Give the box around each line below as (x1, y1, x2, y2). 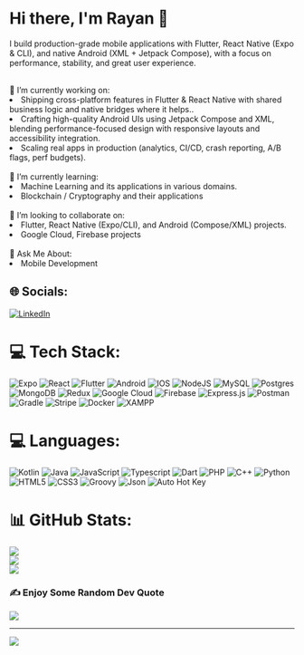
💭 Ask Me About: (9, 248, 72, 259)
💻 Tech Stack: (9, 342, 121, 361)
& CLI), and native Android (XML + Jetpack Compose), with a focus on (9, 47, 271, 58)
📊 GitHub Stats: (9, 509, 133, 530)
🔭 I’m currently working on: (9, 84, 110, 95)
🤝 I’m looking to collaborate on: (9, 209, 125, 220)
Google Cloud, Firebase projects (21, 228, 142, 239)
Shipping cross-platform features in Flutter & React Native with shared (21, 94, 282, 105)
